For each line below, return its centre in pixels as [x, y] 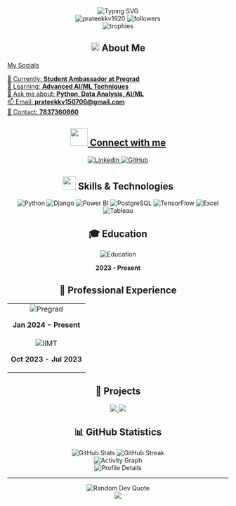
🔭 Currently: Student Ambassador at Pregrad [74, 79]
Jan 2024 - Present [46, 325]
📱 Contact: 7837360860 [43, 111]
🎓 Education [118, 234]
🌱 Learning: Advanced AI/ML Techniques [68, 86]
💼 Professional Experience [118, 290]
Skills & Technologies [126, 186]
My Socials [23, 65]
